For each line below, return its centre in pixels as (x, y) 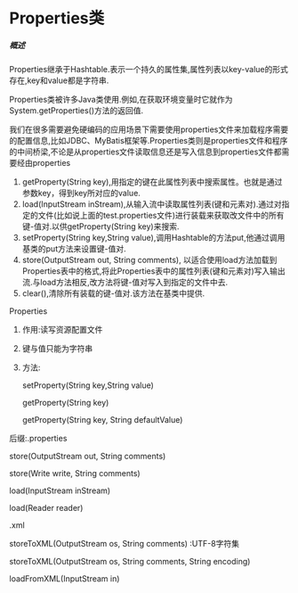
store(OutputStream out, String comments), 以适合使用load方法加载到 (149, 260)
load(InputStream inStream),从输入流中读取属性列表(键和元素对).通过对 (152, 204)
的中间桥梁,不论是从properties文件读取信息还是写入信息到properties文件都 (145, 152)
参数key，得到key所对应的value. (81, 194)
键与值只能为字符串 (57, 349)
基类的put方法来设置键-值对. (74, 249)
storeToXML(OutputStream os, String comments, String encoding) (130, 562)
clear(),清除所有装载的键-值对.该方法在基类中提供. (113, 293)
